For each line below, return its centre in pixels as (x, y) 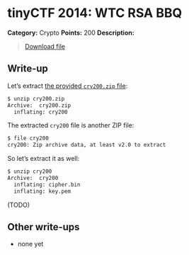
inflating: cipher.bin (47, 185)
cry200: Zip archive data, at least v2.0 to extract (87, 145)
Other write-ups (44, 227)
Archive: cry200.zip (39, 105)
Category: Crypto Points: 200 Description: (71, 33)
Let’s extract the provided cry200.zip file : (68, 86)
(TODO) (19, 205)
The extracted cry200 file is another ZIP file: (71, 125)
